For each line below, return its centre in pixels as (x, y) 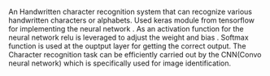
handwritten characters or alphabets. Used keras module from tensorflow (131, 20)
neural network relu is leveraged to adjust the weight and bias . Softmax (129, 37)
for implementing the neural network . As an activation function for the (126, 29)
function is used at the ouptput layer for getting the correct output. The (127, 46)
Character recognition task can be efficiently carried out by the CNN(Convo (135, 55)
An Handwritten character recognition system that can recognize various (131, 12)
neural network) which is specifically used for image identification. (120, 63)
